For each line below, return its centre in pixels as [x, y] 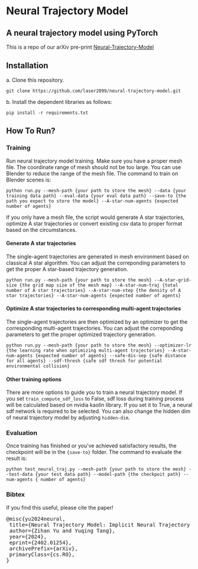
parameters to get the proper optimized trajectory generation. [81, 334]
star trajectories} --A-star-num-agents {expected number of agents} [94, 295]
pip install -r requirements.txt [47, 113]
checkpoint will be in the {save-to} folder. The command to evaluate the [94, 452]
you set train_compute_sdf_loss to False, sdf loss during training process [95, 399]
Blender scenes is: [29, 180]
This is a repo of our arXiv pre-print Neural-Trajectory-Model [80, 47]
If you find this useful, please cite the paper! [60, 507]
